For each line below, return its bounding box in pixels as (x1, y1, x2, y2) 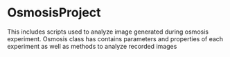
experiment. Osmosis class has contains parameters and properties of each (7, 34, 224, 43)
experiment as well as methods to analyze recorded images (7, 42, 177, 50)
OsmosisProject (7, 5, 101, 21)
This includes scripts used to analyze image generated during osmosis (7, 27, 209, 36)
